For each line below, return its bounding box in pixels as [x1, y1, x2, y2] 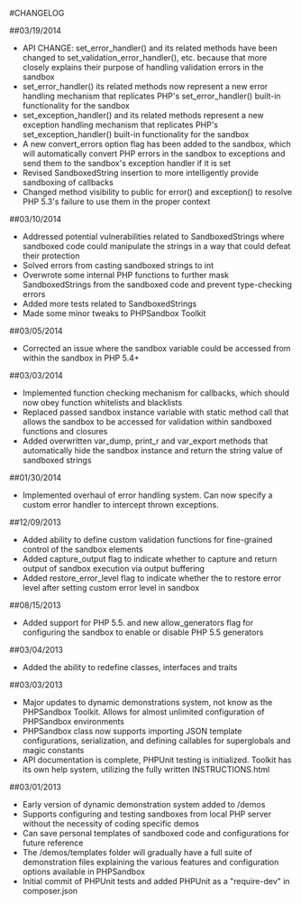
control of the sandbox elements [22, 544, 143, 555]
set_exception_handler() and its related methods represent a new [22, 110, 264, 120]
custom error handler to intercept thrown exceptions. [22, 499, 219, 509]
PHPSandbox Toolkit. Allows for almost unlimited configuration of [22, 706, 265, 717]
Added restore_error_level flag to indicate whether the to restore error [22, 573, 282, 583]
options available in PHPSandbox [22, 866, 146, 877]
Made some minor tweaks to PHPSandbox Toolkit [22, 308, 206, 319]
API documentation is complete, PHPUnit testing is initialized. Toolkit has [22, 754, 292, 765]
